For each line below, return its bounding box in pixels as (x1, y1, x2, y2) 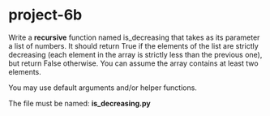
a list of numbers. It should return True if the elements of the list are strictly (8, 41, 259, 50)
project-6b (8, 6, 83, 24)
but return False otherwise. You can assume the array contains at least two (8, 58, 259, 68)
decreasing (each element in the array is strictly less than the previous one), (8, 49, 263, 59)
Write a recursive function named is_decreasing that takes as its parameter (8, 32, 260, 42)
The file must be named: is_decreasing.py (8, 98, 152, 108)
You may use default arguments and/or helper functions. (8, 83, 197, 92)
